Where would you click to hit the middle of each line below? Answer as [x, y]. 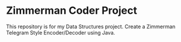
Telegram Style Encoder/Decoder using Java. [61, 32]
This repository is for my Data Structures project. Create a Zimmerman [91, 26]
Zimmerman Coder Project [72, 11]
